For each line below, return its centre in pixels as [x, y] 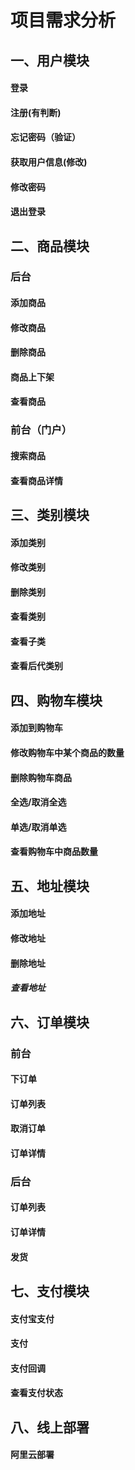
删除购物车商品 [41, 777]
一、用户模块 [50, 60]
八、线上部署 [50, 1427]
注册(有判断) [36, 112]
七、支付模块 [50, 1291]
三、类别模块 [50, 514]
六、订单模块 [50, 1022]
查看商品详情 [36, 480]
